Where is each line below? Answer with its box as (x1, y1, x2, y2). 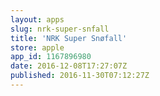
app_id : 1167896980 (10, 52, 92, 62)
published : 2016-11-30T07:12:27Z (10, 71, 150, 81)
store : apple (10, 42, 65, 53)
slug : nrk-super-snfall (10, 24, 110, 34)
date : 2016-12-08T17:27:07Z (10, 61, 128, 71)
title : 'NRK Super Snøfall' (10, 33, 128, 43)
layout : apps (10, 14, 65, 25)
